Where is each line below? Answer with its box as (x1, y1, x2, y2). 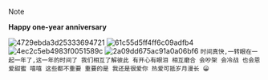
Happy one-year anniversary (8, 22, 107, 31)
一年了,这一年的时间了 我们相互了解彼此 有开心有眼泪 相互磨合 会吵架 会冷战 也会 (14, 56, 255, 64)
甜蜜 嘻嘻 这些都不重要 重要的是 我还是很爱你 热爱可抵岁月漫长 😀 (14, 65, 210, 73)
